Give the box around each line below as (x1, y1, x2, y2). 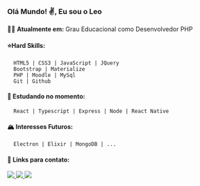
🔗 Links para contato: (7, 155, 70, 164)
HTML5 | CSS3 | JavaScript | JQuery (13, 59, 119, 67)
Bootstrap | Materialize (13, 65, 85, 72)
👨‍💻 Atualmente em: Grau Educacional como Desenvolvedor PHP (7, 25, 193, 33)
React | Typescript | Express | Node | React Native (13, 108, 169, 115)
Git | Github (13, 78, 51, 85)
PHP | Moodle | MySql (13, 71, 76, 78)
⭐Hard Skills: (7, 41, 46, 49)
